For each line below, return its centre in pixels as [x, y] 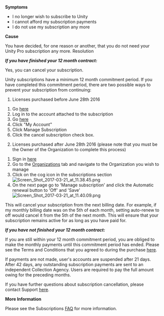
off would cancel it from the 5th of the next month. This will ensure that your [82, 215]
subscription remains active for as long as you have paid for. [66, 220]
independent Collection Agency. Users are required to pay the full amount [80, 270]
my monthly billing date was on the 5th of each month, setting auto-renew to [82, 210]
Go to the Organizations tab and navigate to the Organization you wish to [85, 164]
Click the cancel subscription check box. [53, 135]
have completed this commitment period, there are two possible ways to [78, 85]
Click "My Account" [32, 124]
